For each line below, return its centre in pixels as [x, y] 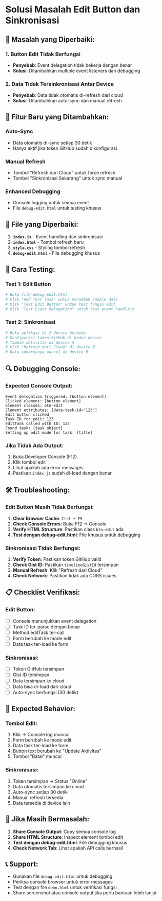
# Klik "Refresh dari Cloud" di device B [50, 347]
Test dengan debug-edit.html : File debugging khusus [70, 842]
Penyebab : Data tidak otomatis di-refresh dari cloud [68, 95]
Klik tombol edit [29, 462]
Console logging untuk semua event [51, 203]
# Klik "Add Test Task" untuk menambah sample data [62, 299]
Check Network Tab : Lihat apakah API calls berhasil [68, 848]
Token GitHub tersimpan [38, 669]
